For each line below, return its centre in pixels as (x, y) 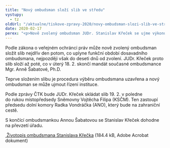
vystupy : (14, 15)
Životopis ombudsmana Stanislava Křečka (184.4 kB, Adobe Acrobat (77, 135)
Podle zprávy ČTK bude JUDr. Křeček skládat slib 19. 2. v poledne (74, 94)
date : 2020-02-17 (24, 29)
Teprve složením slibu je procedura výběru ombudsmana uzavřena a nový (82, 79)
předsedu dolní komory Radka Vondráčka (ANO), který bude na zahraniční (83, 105)
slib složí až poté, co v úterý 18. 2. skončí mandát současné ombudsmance (83, 64)
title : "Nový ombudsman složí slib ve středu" (55, 10)
